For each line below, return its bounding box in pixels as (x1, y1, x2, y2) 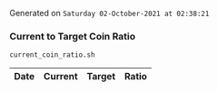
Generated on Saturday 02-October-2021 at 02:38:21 (9, 8, 210, 18)
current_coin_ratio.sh (9, 50, 95, 59)
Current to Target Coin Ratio (9, 30, 136, 42)
